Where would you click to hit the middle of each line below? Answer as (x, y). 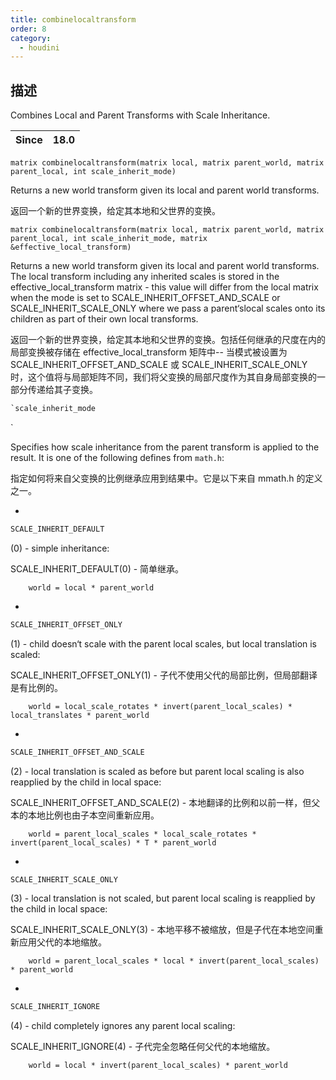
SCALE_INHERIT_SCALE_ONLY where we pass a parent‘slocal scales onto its (168, 308)
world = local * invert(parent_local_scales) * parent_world (158, 1066)
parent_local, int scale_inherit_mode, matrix (109, 239)
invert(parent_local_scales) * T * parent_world (113, 842)
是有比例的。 (36, 687)
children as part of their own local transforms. (104, 319)
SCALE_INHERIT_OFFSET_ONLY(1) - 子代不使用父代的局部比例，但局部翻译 (164, 675)
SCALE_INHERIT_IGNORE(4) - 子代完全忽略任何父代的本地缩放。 (143, 1047)
